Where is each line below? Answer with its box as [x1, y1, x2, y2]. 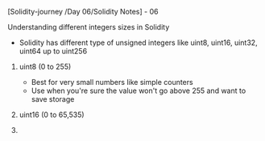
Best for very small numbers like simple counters [31, 78, 194, 87]
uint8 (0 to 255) [19, 62, 72, 71]
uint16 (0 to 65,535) [19, 110, 85, 119]
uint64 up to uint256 [19, 46, 88, 55]
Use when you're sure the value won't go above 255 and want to [31, 86, 246, 95]
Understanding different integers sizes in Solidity [7, 22, 170, 31]
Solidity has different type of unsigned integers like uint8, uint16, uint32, [19, 38, 259, 47]
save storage [31, 95, 75, 103]
